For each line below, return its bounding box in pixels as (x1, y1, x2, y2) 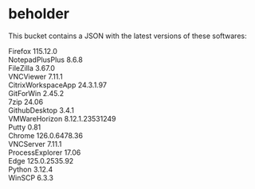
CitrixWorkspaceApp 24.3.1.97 (8, 80, 108, 90)
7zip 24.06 (8, 97, 44, 106)
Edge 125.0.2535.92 (8, 156, 74, 165)
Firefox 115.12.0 (8, 46, 58, 56)
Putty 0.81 (8, 122, 41, 132)
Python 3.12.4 (8, 164, 53, 174)
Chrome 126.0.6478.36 (8, 130, 84, 140)
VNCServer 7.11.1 (8, 139, 62, 148)
